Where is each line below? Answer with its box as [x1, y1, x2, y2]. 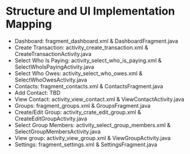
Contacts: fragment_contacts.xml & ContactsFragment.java [14, 82, 163, 89]
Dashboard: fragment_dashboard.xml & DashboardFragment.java [14, 37, 178, 44]
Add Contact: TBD [14, 89, 60, 96]
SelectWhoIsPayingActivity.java [14, 63, 95, 71]
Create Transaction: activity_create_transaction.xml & [14, 44, 148, 51]
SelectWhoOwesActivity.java [14, 76, 87, 83]
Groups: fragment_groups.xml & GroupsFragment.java [14, 102, 151, 109]
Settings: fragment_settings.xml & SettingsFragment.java [14, 141, 158, 148]
